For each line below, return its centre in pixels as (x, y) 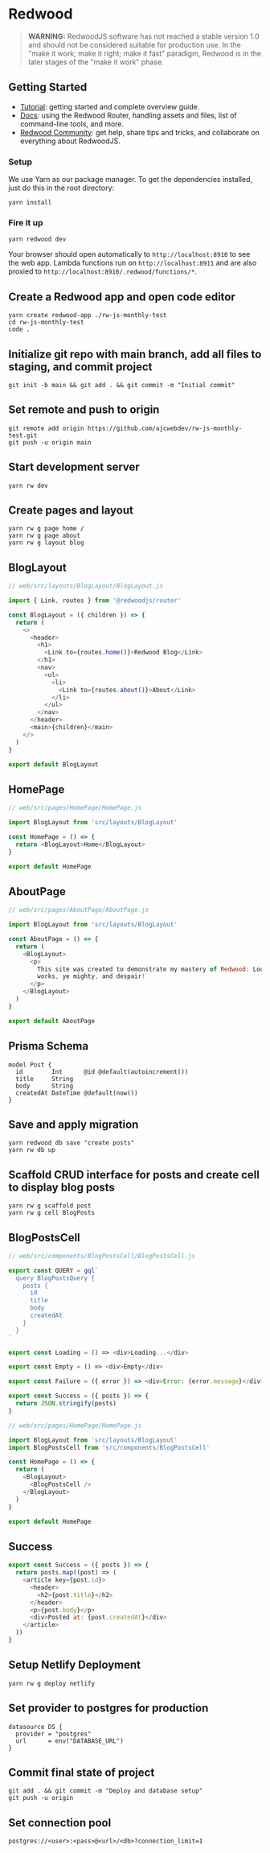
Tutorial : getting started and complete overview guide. (110, 106)
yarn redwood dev (37, 239)
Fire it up (26, 222)
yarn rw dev (28, 485)
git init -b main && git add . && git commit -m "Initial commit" (122, 385)
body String (45, 1086)
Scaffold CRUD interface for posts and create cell (134, 1175)
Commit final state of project (82, 1772)
